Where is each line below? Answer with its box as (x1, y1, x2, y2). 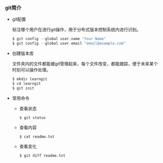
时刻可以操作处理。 (12, 67, 51, 73)
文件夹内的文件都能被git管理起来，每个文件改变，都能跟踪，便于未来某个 (12, 61, 158, 67)
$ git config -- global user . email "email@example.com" (12, 41, 126, 46)
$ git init (12, 85, 35, 91)
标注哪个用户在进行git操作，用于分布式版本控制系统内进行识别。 (12, 27, 141, 33)
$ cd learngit (12, 81, 41, 86)
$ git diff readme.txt (19, 153, 66, 158)
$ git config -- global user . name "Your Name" (12, 37, 106, 41)
